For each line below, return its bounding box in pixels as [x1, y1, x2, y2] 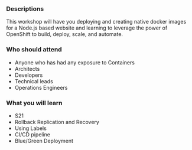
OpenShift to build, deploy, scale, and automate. [6, 31, 123, 38]
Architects [14, 65, 40, 72]
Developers [14, 71, 43, 79]
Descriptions [6, 5, 44, 13]
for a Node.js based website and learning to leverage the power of [6, 24, 168, 31]
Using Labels [14, 125, 47, 132]
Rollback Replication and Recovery [14, 118, 99, 125]
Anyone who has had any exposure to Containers [14, 58, 135, 66]
